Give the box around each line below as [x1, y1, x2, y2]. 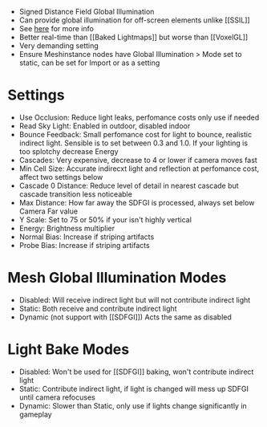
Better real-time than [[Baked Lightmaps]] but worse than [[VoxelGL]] [18, 32, 249, 42]
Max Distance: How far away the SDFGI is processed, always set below [18, 197, 255, 207]
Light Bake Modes [7, 340, 130, 359]
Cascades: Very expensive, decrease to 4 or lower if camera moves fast [18, 155, 257, 165]
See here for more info [18, 24, 94, 33]
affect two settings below [18, 172, 103, 181]
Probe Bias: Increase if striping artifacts [18, 240, 150, 250]
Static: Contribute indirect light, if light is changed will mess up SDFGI [18, 384, 249, 393]
